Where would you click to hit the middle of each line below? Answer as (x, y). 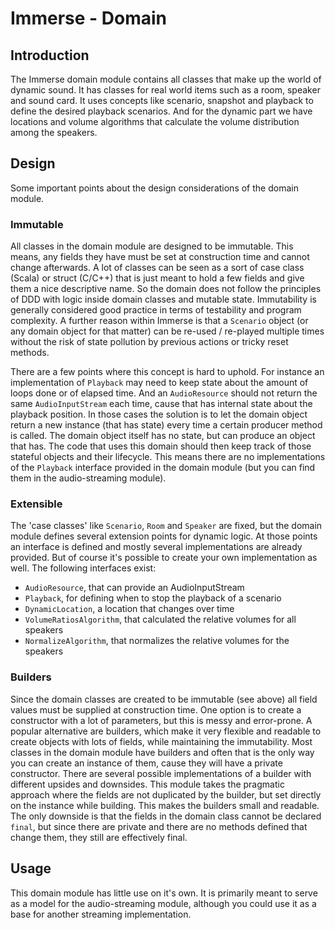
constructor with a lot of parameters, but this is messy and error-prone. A (161, 720)
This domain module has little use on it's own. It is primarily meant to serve (164, 893)
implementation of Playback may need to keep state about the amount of (159, 383)
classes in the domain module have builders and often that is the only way (162, 752)
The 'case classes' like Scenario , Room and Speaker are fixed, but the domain (166, 526)
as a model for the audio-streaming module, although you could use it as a (163, 903)
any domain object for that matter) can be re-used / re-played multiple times (167, 331)
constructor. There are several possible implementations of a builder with (161, 773)
